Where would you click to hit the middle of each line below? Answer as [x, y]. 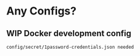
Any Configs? [42, 11]
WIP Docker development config [69, 33]
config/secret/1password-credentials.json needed [70, 47]
